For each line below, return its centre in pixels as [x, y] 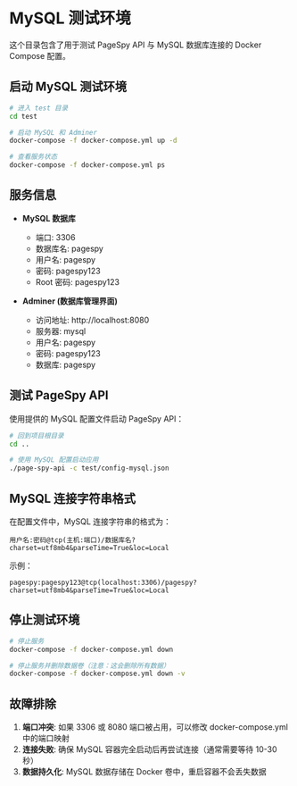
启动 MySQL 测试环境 [68, 87]
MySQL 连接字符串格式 [73, 498]
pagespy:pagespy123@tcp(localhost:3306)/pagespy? [103, 582]
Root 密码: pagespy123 [78, 281]
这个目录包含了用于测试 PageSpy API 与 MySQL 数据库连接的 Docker [136, 45]
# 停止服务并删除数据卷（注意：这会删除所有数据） [90, 665]
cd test [24, 116]
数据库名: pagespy [70, 248]
